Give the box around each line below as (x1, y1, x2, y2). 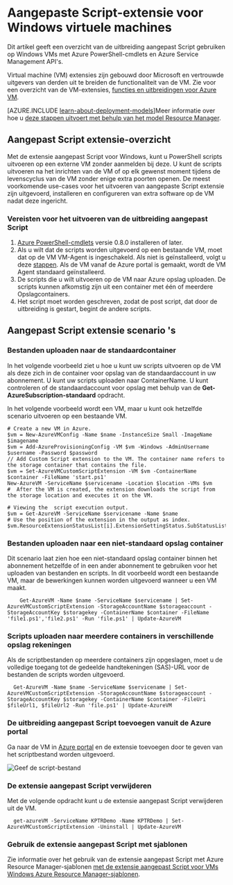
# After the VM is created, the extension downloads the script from (7, 486, 216, 493)
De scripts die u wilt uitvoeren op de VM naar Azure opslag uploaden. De (17, 276, 226, 284)
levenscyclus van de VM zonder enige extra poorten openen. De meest (7, 174, 211, 183)
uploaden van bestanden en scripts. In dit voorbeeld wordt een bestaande (7, 569, 219, 578)
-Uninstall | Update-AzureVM (96, 823, 182, 830)
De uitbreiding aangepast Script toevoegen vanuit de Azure (7, 718, 212, 728)
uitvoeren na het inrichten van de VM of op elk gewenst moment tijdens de (7, 167, 221, 175)
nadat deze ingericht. (7, 196, 68, 205)
